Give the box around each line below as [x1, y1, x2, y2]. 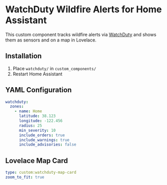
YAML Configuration [5, 86, 72, 94]
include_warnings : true [18, 137, 70, 142]
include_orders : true [18, 132, 65, 138]
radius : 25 [18, 123, 42, 128]
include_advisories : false [18, 142, 77, 147]
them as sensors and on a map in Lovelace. [5, 37, 97, 43]
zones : [10, 104, 24, 109]
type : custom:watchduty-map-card [5, 170, 77, 175]
